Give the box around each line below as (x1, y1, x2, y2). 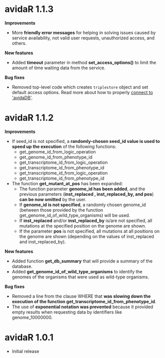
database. (11, 263, 33, 269)
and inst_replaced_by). (19, 239, 66, 244)
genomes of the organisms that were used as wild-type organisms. (11, 274, 150, 280)
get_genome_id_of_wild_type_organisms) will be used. (19, 212, 130, 218)
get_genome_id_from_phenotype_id (19, 154, 93, 160)
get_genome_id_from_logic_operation (19, 148, 96, 155)
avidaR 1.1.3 (4, 3, 54, 15)
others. (11, 40, 27, 46)
